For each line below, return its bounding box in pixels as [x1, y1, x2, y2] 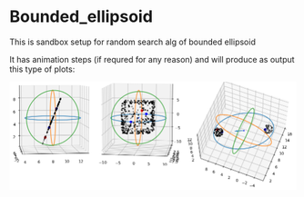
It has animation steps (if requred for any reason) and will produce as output [9, 54, 295, 64]
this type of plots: [9, 64, 76, 74]
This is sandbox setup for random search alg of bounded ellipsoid [9, 36, 257, 47]
